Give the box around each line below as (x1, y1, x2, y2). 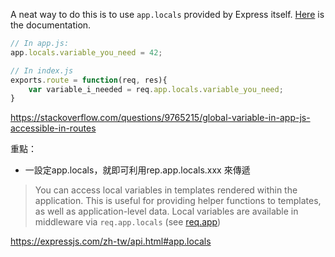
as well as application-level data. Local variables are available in (34, 205, 299, 218)
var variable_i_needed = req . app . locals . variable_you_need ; (28, 84, 284, 94)
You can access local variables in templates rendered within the (34, 184, 298, 196)
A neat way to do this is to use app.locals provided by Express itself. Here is (10, 9, 325, 20)
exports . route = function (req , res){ (10, 75, 168, 85)
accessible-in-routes (10, 122, 97, 134)
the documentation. (10, 19, 92, 31)
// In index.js (10, 65, 74, 76)
